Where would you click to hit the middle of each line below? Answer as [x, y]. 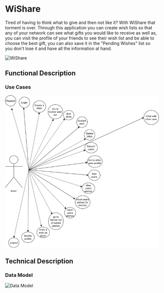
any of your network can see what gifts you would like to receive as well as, [81, 33]
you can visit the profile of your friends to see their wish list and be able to [80, 38]
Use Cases [18, 87]
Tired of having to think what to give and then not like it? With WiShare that [80, 22]
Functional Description [41, 73]
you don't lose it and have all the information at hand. [59, 48]
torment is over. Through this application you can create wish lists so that [79, 27]
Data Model [19, 275]
